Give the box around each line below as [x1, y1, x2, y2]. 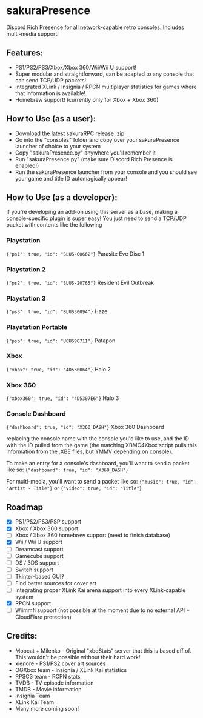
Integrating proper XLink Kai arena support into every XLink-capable [15, 586, 186, 594]
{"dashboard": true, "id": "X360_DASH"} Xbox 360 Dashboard [6, 424, 165, 431]
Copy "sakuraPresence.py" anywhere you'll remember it [15, 149, 156, 156]
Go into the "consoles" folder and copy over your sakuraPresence [15, 136, 180, 143]
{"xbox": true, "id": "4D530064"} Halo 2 [6, 365, 111, 373]
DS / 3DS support [15, 559, 59, 567]
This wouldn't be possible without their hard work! [15, 653, 141, 660]
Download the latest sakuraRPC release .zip [15, 130, 125, 137]
